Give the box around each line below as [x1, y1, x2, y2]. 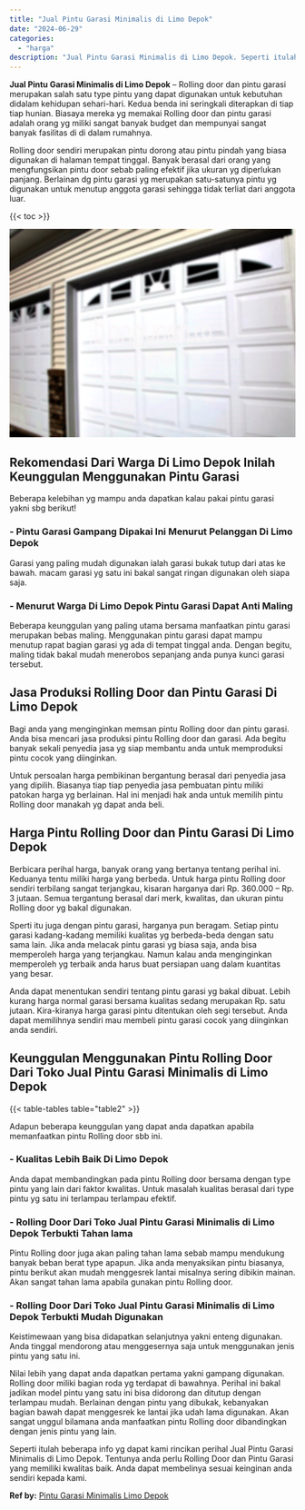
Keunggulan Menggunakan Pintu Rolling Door [9, 1050, 273, 1067]
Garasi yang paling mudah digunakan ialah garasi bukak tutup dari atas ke [9, 557, 286, 568]
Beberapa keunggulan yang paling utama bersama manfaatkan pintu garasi [9, 621, 290, 631]
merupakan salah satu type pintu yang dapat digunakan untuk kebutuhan [9, 89, 283, 100]
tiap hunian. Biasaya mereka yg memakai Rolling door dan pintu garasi [9, 108, 272, 119]
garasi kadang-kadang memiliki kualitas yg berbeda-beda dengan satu [9, 929, 274, 940]
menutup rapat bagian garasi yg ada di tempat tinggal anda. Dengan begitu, [9, 640, 292, 651]
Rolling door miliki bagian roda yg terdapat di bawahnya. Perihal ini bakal [9, 1377, 281, 1389]
